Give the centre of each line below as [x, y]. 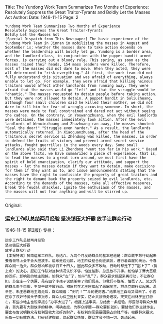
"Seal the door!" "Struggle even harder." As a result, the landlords [78, 128]
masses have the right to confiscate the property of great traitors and [81, 175]
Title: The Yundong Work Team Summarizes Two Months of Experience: [77, 7]
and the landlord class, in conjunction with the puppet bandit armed [78, 56]
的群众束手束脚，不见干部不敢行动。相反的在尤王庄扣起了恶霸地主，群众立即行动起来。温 [81, 287]
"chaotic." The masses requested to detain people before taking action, [81, 94]
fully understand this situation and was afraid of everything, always [79, 77]
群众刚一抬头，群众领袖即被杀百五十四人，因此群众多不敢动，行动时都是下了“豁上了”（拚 [81, 266]
